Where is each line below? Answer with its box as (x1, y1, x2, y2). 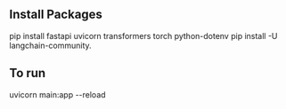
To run (9, 66, 46, 81)
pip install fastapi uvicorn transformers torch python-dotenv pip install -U (9, 30, 278, 41)
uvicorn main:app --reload (9, 89, 106, 100)
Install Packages (9, 7, 102, 22)
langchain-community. (9, 40, 92, 51)
